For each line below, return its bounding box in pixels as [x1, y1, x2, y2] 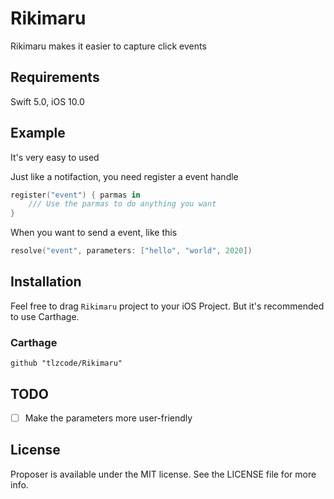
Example [10, 125, 66, 142]
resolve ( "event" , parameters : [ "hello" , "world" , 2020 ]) [10, 246, 253, 256]
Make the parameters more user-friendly [24, 412, 193, 424]
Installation [10, 273, 82, 291]
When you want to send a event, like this [10, 227, 178, 239]
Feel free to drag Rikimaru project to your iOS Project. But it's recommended [10, 300, 325, 312]
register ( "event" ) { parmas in [10, 190, 141, 200]
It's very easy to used [10, 151, 100, 163]
